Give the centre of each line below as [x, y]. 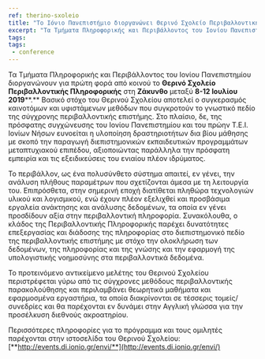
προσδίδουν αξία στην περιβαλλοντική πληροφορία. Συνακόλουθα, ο [123, 215]
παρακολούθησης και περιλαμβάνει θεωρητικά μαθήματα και [110, 290]
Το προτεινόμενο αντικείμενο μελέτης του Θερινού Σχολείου [108, 273]
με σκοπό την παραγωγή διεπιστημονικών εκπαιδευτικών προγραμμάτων [128, 142]
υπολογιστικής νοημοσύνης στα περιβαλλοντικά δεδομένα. [106, 258]
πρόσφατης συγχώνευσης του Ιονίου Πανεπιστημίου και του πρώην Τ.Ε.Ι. [128, 125]
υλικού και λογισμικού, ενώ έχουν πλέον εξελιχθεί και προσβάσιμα [119, 199]
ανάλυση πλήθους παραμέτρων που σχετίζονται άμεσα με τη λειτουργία [129, 182]
